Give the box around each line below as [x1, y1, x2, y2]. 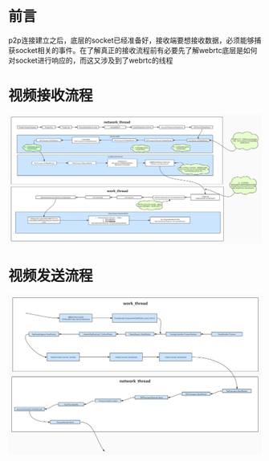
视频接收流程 [8, 87, 94, 105]
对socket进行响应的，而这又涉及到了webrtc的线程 [8, 55, 173, 65]
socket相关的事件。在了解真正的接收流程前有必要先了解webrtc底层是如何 [14, 45, 258, 55]
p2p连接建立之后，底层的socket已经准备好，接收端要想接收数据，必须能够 [8, 35, 255, 45]
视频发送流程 [8, 267, 94, 285]
